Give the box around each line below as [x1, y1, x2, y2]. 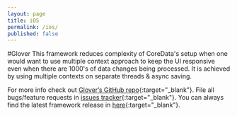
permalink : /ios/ [7, 23, 59, 30]
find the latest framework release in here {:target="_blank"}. [7, 100, 180, 110]
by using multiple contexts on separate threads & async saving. [7, 72, 192, 81]
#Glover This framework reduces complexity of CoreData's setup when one [7, 50, 228, 58]
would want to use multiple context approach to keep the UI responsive [7, 57, 216, 66]
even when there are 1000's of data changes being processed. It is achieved [7, 64, 231, 73]
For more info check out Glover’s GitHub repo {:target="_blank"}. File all [7, 86, 214, 94]
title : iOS [7, 17, 40, 24]
